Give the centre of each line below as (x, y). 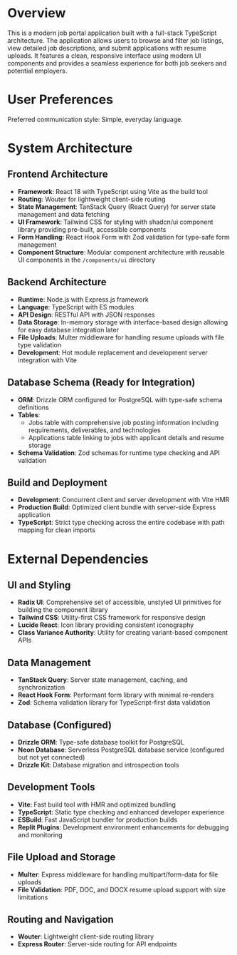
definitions (33, 407)
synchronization (41, 688)
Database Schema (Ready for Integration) (101, 383)
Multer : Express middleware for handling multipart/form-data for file (118, 874)
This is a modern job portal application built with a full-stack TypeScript (112, 33)
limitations (33, 897)
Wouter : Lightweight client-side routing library (86, 936)
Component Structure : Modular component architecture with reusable (121, 252)
